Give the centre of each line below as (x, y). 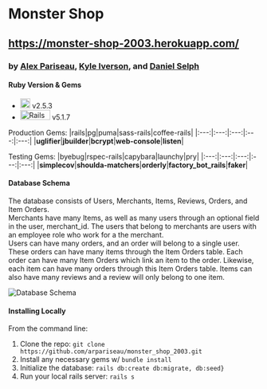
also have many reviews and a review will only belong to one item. (117, 277)
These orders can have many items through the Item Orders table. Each (126, 251)
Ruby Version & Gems (45, 85)
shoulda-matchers (108, 165)
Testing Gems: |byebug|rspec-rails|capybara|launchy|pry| (104, 156)
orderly (154, 165)
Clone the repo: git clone (62, 344)
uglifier (48, 141)
